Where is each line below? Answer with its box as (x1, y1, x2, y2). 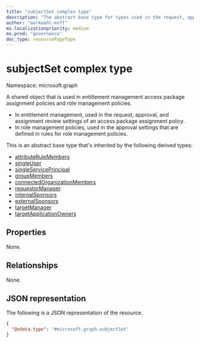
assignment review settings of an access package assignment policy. (14, 117, 185, 124)
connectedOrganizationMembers (14, 178, 96, 185)
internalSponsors (14, 191, 57, 198)
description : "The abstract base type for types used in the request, (6, 14, 185, 20)
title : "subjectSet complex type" (6, 8, 92, 15)
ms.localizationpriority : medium (6, 25, 89, 32)
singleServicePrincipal (14, 166, 70, 173)
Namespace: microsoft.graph (6, 82, 78, 89)
